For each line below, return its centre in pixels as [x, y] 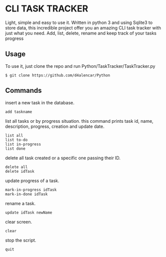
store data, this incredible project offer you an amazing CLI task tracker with [83, 27]
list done [15, 148]
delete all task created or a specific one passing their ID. [63, 158]
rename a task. [20, 203]
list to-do [16, 140]
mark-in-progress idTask [31, 190]
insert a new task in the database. [40, 102]
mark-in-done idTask [27, 194]
